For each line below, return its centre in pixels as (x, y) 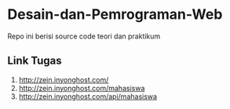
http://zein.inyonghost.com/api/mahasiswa (88, 96)
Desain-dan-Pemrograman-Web (115, 15)
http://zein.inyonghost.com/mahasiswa (82, 88)
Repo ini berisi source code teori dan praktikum (84, 36)
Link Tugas (35, 61)
